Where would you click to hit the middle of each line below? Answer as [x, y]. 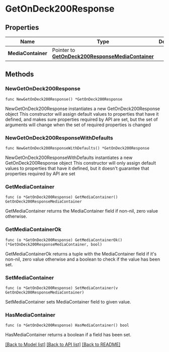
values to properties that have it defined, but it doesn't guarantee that [77, 168]
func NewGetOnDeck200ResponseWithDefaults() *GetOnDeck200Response [77, 148]
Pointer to [64, 50]
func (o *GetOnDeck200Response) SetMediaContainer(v [62, 288]
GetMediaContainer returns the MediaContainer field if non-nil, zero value [82, 211]
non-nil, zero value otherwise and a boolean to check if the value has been [82, 259]
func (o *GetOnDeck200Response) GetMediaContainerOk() [64, 240]
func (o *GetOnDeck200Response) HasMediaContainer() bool [67, 325]
